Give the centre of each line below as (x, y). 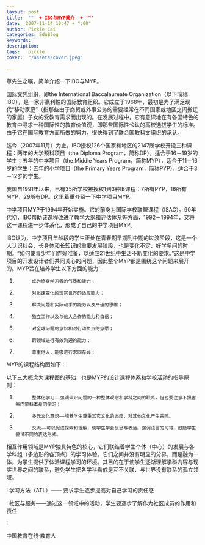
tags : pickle (26, 52)
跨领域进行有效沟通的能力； (61, 340)
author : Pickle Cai (31, 29)
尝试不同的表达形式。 (38, 434)
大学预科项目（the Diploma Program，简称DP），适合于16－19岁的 (115, 153)
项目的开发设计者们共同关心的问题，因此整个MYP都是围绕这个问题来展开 (98, 261)
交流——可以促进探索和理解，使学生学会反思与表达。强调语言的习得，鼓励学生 (114, 428)
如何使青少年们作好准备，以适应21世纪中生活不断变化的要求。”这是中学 (107, 253)
